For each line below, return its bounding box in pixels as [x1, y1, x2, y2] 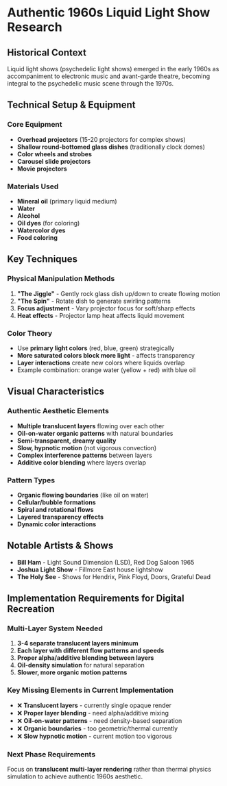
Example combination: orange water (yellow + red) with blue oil [16, 365, 196, 374]
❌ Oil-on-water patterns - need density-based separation [16, 716, 182, 724]
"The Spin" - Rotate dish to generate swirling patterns [16, 297, 171, 305]
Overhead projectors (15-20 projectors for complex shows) [16, 135, 187, 143]
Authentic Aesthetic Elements [7, 406, 110, 416]
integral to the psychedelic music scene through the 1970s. [7, 79, 174, 87]
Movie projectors [16, 164, 67, 173]
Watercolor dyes [16, 226, 66, 234]
